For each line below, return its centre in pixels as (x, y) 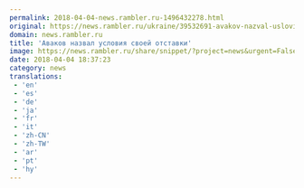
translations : (36, 77)
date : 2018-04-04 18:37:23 (60, 60)
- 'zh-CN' (32, 136)
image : (22, 52)
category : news (38, 69)
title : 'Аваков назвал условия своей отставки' (101, 43)
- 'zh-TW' (32, 144)
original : (28, 26)
